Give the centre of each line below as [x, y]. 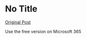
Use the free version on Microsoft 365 [43, 31]
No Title [21, 9]
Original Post [18, 22]
